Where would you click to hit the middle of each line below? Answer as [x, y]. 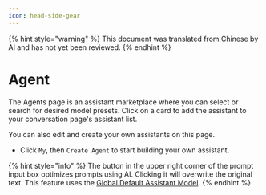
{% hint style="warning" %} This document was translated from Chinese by [133, 39]
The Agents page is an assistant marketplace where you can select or [123, 102]
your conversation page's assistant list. [73, 119]
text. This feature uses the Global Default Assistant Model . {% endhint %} [129, 182]
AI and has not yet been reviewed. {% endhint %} [90, 47]
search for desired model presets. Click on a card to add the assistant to [127, 110]
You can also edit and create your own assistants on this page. [112, 134]
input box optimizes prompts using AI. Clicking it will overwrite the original [130, 174]
